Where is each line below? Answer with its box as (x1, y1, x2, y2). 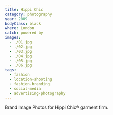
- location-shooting (9, 77, 52, 82)
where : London (5, 26, 35, 31)
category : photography (5, 12, 52, 17)
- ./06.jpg (9, 63, 32, 68)
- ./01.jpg (9, 40, 32, 45)
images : (5, 35, 21, 40)
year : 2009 (5, 16, 28, 21)
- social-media (9, 86, 41, 91)
